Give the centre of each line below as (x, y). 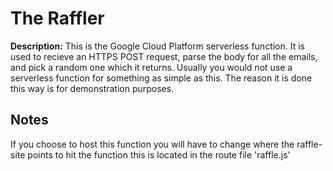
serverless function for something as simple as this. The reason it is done (161, 78)
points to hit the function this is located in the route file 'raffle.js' (159, 154)
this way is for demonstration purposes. (92, 88)
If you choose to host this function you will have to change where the (152, 144)
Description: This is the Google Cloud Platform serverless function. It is (158, 46)
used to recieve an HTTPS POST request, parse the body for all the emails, (164, 56)
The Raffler (57, 18)
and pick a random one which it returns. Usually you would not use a (151, 67)
